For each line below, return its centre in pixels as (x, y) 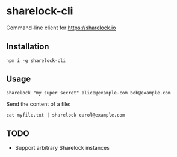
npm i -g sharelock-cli (36, 60)
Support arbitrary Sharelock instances (62, 148)
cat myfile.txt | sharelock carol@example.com (66, 115)
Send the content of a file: (39, 104)
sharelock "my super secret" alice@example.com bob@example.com (88, 93)
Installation (28, 47)
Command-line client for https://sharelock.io (61, 28)
